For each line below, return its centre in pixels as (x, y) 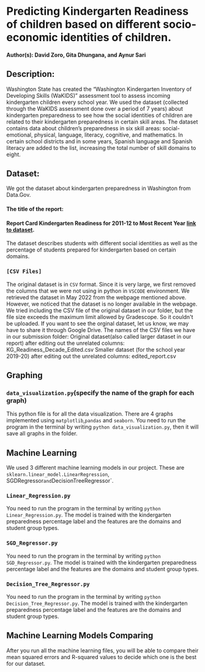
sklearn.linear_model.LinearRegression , (58, 474)
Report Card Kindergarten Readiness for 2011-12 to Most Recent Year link (101, 223)
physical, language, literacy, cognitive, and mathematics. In (109, 135)
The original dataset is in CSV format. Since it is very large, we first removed (101, 284)
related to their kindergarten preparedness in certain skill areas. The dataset (102, 122)
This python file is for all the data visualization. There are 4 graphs (90, 414)
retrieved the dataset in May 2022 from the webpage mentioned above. (96, 297)
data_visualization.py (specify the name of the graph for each (100, 393)
